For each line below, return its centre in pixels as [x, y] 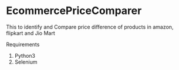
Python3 [25, 55]
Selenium [26, 62]
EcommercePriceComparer [74, 11]
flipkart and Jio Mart [31, 33]
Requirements [23, 44]
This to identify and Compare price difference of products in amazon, [90, 27]
